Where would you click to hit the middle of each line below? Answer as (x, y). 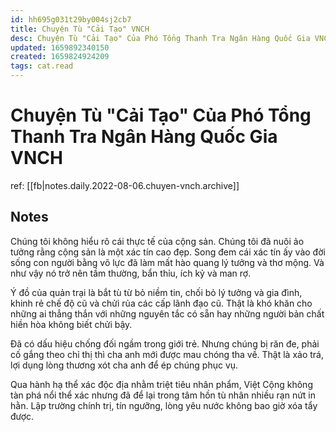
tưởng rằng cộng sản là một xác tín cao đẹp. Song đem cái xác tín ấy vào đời (168, 252)
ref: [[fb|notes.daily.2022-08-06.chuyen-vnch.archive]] (125, 185)
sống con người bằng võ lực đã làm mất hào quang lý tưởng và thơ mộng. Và (167, 262)
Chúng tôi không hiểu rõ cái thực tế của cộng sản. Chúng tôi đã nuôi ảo (157, 241)
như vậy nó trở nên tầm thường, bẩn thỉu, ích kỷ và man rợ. (131, 273)
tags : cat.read (42, 66)
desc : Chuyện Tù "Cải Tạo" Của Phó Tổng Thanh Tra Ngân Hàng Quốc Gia (160, 38)
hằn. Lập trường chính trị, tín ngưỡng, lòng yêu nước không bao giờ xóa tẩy (164, 405)
